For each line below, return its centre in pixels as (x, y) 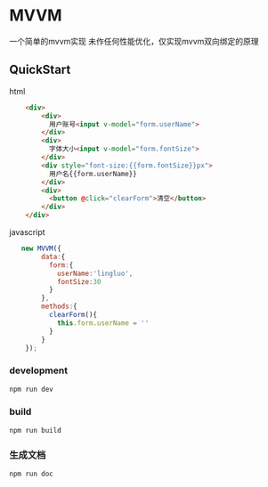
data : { (53, 256)
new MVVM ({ (41, 248)
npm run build (36, 430)
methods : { (59, 307)
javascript (28, 232)
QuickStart (40, 70)
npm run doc (31, 474)
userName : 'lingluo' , (95, 273)
